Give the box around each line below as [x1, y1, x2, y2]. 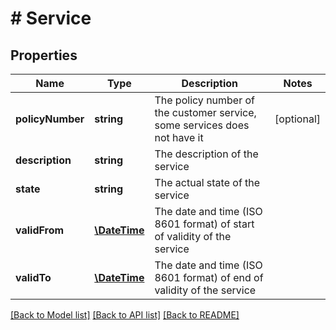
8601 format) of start [154, 217, 255, 231]
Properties [10, 47, 78, 64]
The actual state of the [154, 176, 261, 189]
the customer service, [154, 106, 257, 119]
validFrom [15, 223, 65, 237]
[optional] [274, 112, 321, 126]
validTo [15, 271, 52, 284]
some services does [154, 118, 250, 132]
